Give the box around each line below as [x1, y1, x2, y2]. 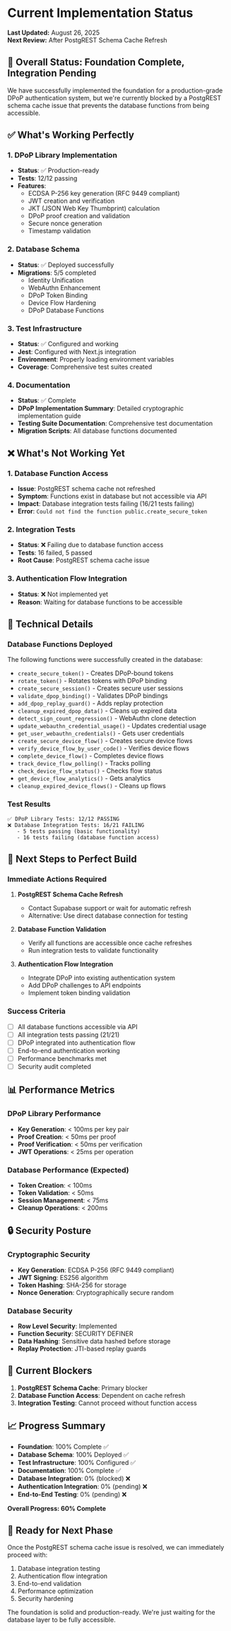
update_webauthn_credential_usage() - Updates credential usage [17, 722, 207, 730]
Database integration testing [17, 1565, 100, 1573]
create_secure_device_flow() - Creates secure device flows [17, 737, 193, 745]
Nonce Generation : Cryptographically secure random [17, 1288, 174, 1297]
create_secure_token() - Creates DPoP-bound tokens [17, 669, 174, 677]
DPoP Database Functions [28, 306, 105, 314]
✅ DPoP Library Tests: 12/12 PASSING [7, 815, 120, 822]
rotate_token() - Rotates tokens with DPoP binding [17, 677, 167, 685]
